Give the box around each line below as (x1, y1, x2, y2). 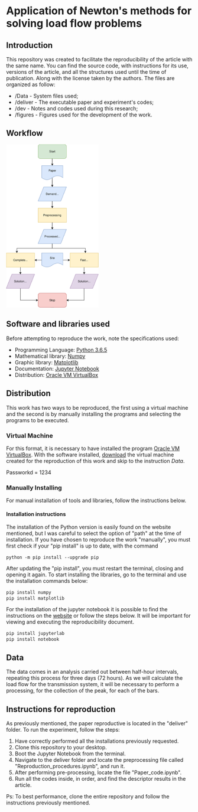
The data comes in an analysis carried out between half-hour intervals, (6, 668, 179, 676)
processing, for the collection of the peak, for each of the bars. (6, 687, 160, 694)
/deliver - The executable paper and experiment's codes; (14, 99, 154, 106)
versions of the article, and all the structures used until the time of (6, 69, 167, 75)
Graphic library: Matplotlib (14, 358, 79, 366)
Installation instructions (6, 510, 66, 517)
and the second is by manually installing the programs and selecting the (6, 410, 181, 418)
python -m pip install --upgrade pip (6, 555, 99, 560)
